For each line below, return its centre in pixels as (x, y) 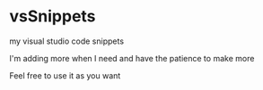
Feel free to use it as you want (65, 75)
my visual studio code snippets (66, 41)
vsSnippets (53, 16)
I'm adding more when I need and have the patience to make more (132, 58)
